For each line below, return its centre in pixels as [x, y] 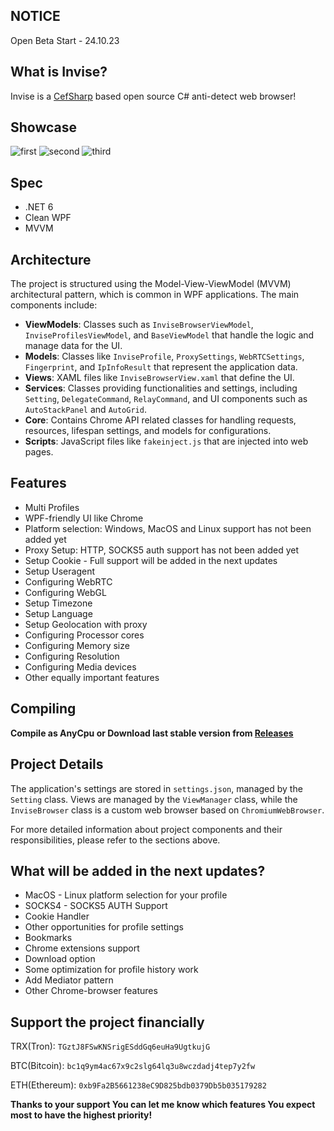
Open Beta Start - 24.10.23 [65, 40]
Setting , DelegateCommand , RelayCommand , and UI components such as [166, 399]
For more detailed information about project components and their [146, 829]
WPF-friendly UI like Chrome [84, 518]
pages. [39, 452]
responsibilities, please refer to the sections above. [115, 840]
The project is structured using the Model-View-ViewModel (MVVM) [151, 284]
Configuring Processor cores [84, 635]
